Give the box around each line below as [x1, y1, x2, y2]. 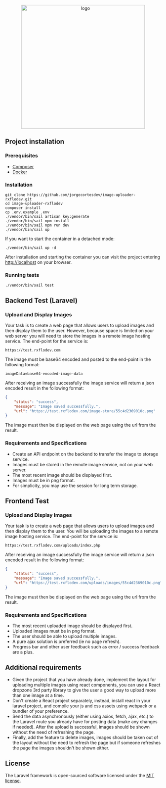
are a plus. [12, 649, 34, 655]
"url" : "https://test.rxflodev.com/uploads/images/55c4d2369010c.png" [14, 580, 163, 585]
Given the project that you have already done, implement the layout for [12, 676, 157, 683]
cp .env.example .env [5, 209, 50, 215]
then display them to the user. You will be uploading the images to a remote [5, 528, 159, 534]
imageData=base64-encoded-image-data [5, 371, 83, 376]
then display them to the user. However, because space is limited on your [5, 327, 154, 334]
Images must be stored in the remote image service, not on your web [12, 461, 153, 467]
